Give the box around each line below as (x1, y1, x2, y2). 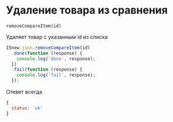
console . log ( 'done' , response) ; (16, 55, 96, 62)
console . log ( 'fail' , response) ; (16, 72, 96, 78)
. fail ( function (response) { (11, 67, 83, 72)
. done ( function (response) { (11, 50, 83, 56)
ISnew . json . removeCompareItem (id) (6, 45, 91, 51)
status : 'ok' (11, 105, 43, 111)
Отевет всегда (6, 88, 43, 95)
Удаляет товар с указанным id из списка (6, 33, 108, 40)
